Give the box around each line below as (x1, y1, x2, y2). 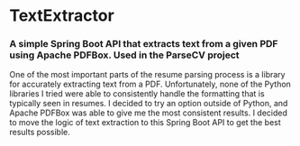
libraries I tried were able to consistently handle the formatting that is (9, 88, 265, 99)
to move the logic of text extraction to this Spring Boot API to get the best (9, 117, 281, 128)
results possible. (9, 127, 70, 138)
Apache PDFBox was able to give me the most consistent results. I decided (9, 107, 288, 118)
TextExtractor (9, 5, 114, 26)
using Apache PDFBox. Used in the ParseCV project (9, 49, 241, 61)
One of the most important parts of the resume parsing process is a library (9, 69, 286, 80)
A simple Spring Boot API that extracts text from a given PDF (9, 38, 278, 50)
